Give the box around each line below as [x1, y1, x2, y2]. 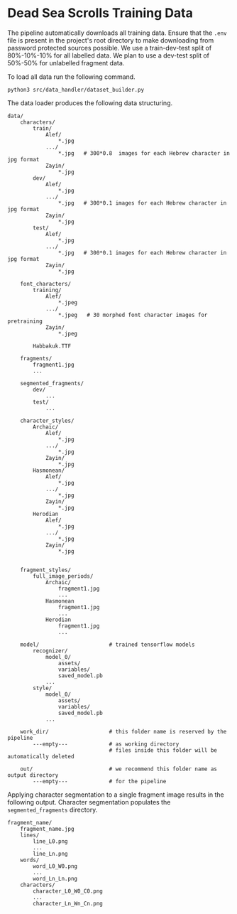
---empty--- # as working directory [33, 741, 180, 748]
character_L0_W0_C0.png [33, 887, 103, 895]
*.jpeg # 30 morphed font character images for [57, 311, 208, 318]
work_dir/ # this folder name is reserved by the [20, 728, 227, 735]
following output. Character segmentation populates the [7, 797, 171, 806]
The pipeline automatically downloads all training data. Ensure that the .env [7, 28, 227, 37]
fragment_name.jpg [20, 825, 75, 832]
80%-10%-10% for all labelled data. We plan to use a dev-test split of [7, 51, 210, 60]
